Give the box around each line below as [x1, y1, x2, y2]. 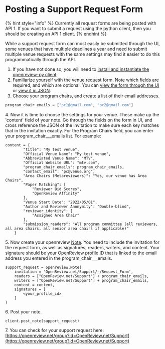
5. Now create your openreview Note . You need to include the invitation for [5, 239, 159, 245]
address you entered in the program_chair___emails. [5, 255, 113, 261]
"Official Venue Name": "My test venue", [23, 151, 111, 156]
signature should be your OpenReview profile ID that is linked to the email [5, 250, 157, 256]
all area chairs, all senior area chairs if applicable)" [5, 226, 129, 231]
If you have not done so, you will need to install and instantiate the [12, 66, 149, 72]
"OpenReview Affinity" [32, 191, 80, 196]
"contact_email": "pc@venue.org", [23, 169, 95, 174]
